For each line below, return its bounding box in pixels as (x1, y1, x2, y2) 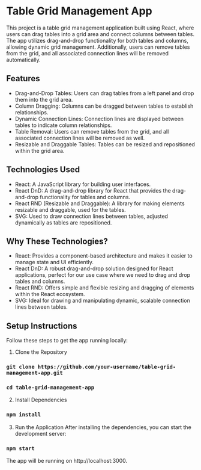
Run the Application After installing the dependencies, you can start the (14, 423, 192, 431)
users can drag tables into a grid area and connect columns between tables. (6, 30, 195, 37)
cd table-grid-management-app (6, 384, 95, 391)
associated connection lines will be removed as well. (14, 134, 145, 141)
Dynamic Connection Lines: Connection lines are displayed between (14, 115, 184, 122)
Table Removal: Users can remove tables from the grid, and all (14, 128, 169, 135)
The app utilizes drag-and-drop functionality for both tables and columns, (6, 37, 189, 44)
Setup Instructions (6, 321, 77, 331)
